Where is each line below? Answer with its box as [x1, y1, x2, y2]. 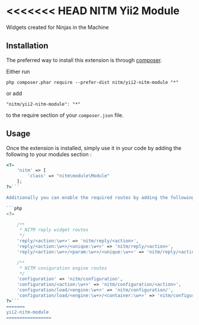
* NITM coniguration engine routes [19, 265, 108, 271]
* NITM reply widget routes [19, 227, 89, 233]
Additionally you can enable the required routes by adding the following [6, 194, 195, 200]
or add [6, 90, 23, 97]
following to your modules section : [6, 151, 92, 158]
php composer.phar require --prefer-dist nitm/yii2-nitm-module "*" [6, 79, 179, 85]
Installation [6, 41, 49, 51]
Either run [6, 68, 30, 75]
